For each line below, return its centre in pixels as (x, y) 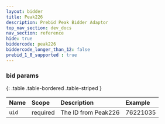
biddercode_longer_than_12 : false (48, 50)
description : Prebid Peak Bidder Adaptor (57, 22)
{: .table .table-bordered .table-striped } (54, 88)
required (43, 112)
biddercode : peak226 (31, 44)
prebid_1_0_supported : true (42, 55)
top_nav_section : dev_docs (39, 28)
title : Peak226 (25, 17)
